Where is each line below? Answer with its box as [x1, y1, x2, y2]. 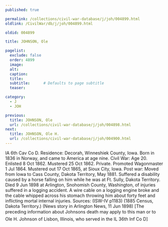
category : [5, 95, 26, 100]
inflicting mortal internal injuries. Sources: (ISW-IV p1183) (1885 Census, [5, 197, 154, 203]
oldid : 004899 [5, 30, 35, 35]
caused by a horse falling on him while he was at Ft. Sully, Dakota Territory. [5, 176, 160, 182]
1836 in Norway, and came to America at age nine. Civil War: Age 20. [5, 155, 148, 161]
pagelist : [5, 48, 26, 53]
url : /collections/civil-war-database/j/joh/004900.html [10, 136, 131, 141]
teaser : [10, 86, 26, 91]
